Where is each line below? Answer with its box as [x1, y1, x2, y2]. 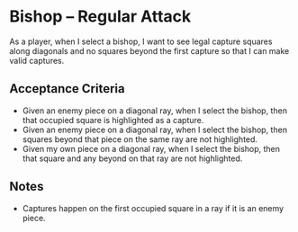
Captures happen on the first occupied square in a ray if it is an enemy [22, 202, 284, 213]
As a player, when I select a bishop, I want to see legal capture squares [9, 36, 273, 47]
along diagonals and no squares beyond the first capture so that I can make [9, 45, 290, 56]
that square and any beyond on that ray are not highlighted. [22, 153, 243, 164]
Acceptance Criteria [9, 81, 125, 96]
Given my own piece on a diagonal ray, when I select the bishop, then [22, 143, 281, 154]
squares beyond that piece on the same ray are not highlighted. [22, 133, 258, 145]
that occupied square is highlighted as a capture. [22, 114, 204, 125]
